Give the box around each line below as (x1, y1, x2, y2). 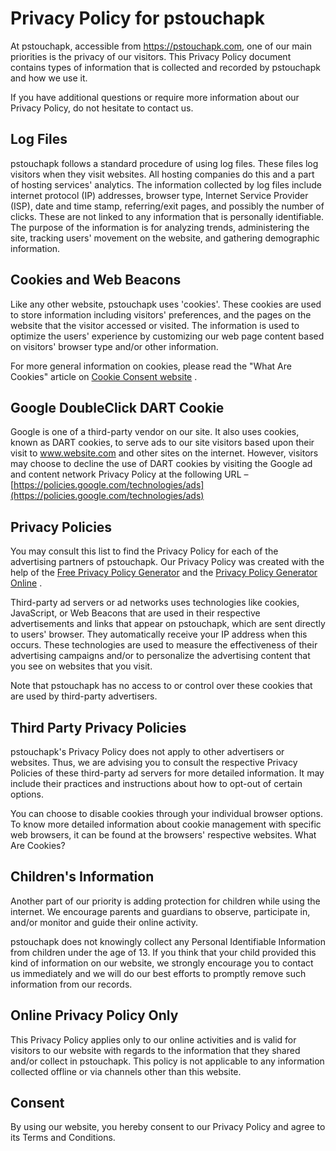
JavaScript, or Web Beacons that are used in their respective (10, 607, 261, 619)
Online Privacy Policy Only (10, 1007, 179, 1024)
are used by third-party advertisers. (10, 690, 158, 702)
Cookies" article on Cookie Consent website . (10, 370, 198, 382)
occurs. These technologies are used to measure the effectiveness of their (10, 639, 318, 651)
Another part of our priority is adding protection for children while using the (10, 895, 321, 907)
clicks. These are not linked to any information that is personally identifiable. (10, 210, 325, 222)
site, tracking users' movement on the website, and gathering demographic (10, 232, 320, 244)
